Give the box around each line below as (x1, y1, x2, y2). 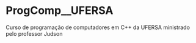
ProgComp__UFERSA (5, 4, 114, 18)
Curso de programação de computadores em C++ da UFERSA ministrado (5, 24, 191, 31)
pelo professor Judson (5, 30, 63, 37)
